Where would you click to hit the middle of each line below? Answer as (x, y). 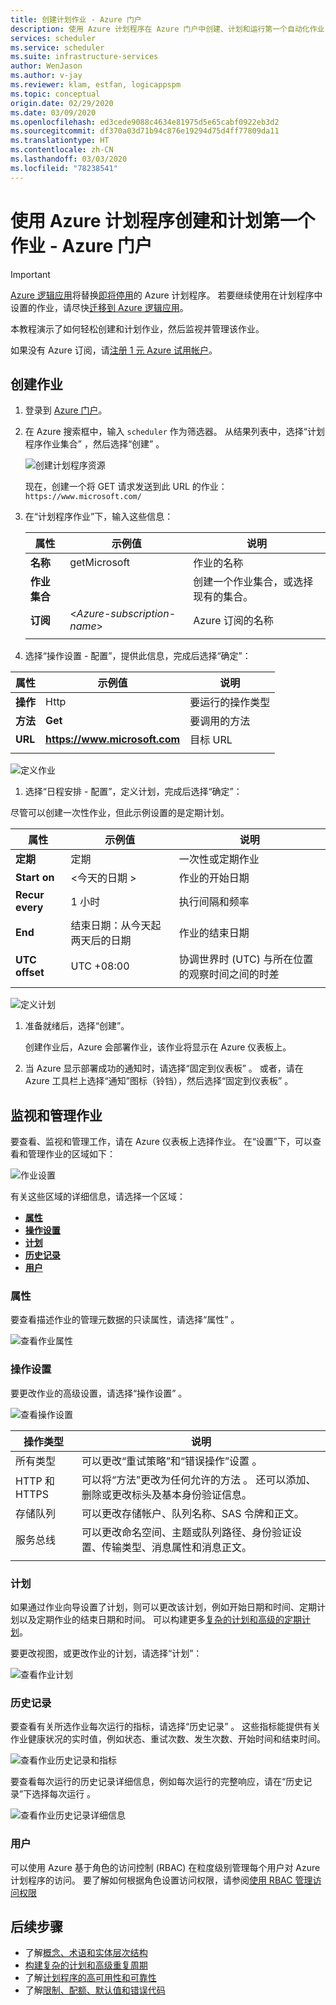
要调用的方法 (220, 721)
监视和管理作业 (56, 1115)
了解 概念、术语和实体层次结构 (86, 1953)
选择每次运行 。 (64, 1794)
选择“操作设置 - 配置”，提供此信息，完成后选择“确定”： (138, 656)
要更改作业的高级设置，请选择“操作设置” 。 (99, 1393)
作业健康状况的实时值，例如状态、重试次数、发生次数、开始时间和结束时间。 (168, 1739)
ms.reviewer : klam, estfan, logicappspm (96, 85)
